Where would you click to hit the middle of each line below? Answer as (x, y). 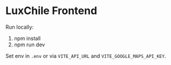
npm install (27, 38)
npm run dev (29, 45)
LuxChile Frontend (51, 11)
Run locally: (20, 27)
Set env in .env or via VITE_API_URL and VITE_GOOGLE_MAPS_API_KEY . (86, 56)
